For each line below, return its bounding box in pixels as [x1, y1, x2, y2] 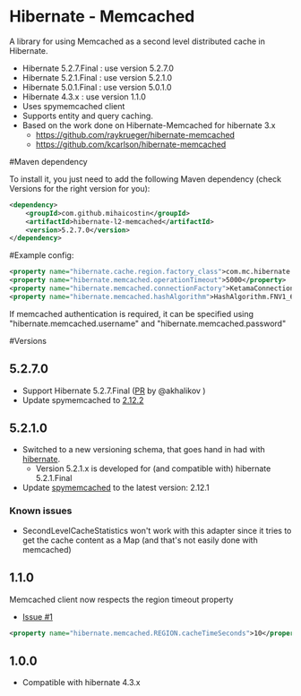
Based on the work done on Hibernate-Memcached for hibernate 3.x [21, 119, 276, 131]
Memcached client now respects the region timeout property [9, 594, 234, 605]
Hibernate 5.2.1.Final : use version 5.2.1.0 [21, 72, 173, 82]
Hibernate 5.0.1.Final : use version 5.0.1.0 [21, 82, 172, 92]
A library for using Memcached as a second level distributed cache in [9, 36, 266, 47]
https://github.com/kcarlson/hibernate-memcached [35, 139, 227, 150]
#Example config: [9, 250, 74, 261]
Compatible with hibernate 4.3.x [21, 677, 141, 688]
